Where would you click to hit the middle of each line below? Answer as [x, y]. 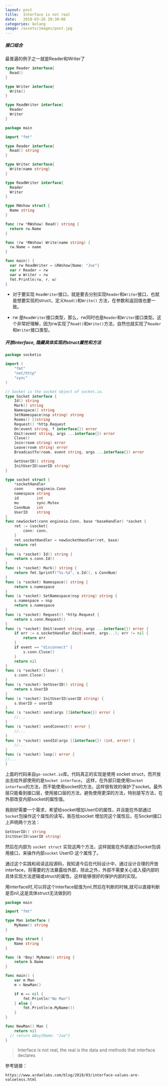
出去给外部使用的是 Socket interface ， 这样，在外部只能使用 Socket [74, 780]
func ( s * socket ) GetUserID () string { [47, 685]
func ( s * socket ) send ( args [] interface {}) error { [60, 713]
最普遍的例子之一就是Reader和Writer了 [45, 59]
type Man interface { [28, 921]
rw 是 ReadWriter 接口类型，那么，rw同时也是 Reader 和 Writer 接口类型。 [84, 317]
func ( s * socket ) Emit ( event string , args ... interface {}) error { [77, 629]
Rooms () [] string [32, 419]
